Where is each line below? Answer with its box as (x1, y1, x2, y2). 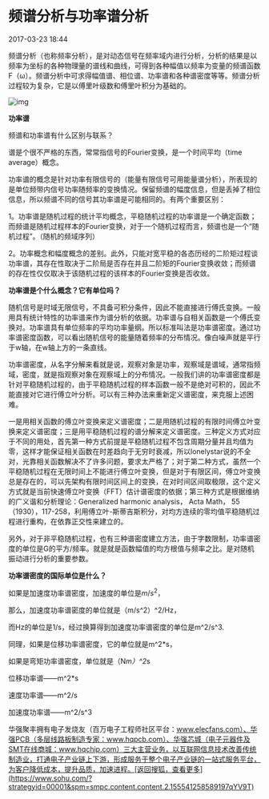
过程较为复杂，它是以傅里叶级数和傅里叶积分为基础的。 (8, 81, 191, 90)
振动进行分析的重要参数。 (8, 553, 93, 563)
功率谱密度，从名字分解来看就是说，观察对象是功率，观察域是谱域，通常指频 (8, 359, 261, 369)
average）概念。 (8, 157, 64, 167)
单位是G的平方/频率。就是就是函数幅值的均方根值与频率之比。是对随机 (22, 544, 255, 553)
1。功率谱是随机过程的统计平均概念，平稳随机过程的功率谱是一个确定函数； (8, 211, 257, 221)
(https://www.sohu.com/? (8, 773, 93, 783)
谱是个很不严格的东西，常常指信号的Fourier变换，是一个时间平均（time (8, 147, 243, 157)
